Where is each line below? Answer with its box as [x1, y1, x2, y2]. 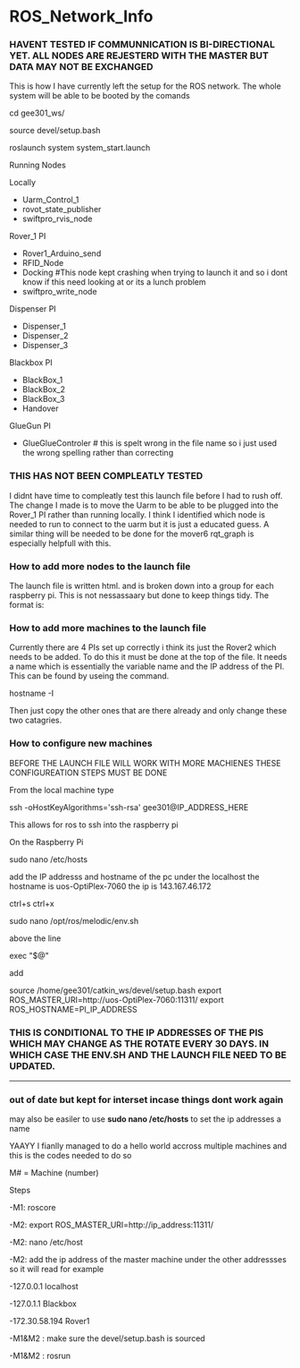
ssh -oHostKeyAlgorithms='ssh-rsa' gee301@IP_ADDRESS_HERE [9, 801, 249, 812]
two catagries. [9, 714, 62, 726]
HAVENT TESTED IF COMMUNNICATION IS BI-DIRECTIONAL [9, 38, 275, 51]
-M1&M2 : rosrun [9, 1350, 71, 1362]
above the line [9, 933, 62, 944]
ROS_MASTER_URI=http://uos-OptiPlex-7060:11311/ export [9, 994, 225, 1005]
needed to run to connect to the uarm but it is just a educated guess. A [9, 518, 270, 529]
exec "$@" [9, 950, 49, 961]
